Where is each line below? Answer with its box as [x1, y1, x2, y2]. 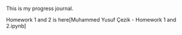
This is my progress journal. [6, 5, 74, 12]
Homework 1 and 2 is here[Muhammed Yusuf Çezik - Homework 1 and [6, 16, 177, 23]
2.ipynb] [6, 23, 27, 29]
